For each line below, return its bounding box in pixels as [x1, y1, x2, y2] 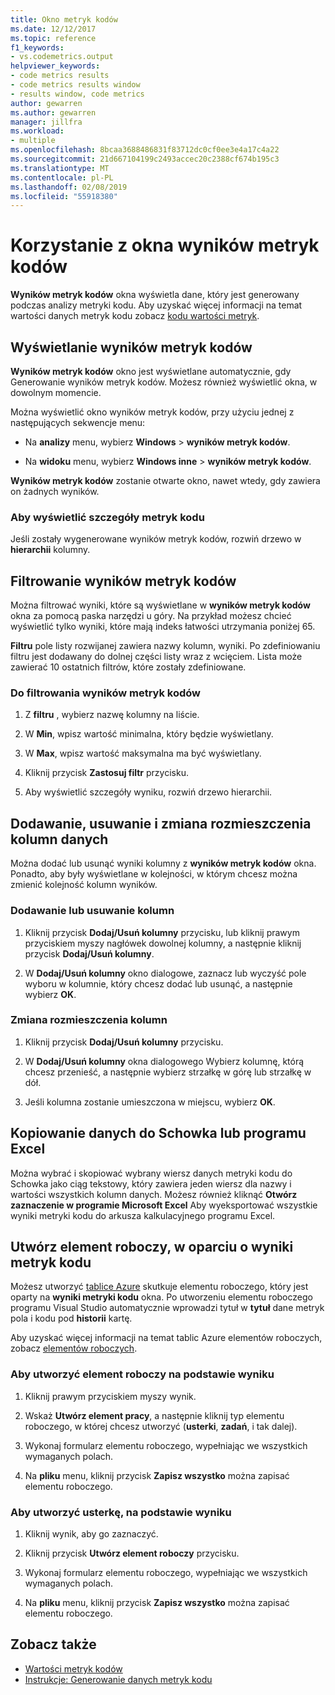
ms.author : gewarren [10, 107, 97, 118]
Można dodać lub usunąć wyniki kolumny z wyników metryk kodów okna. [10, 857, 317, 870]
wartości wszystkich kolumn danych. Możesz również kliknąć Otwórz [10, 1188, 298, 1200]
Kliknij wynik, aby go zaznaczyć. [24, 1528, 159, 1540]
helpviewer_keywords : [10, 61, 101, 71]
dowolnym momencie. [10, 387, 102, 398]
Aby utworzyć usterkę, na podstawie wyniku [10, 1505, 232, 1519]
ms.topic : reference [10, 33, 97, 43]
